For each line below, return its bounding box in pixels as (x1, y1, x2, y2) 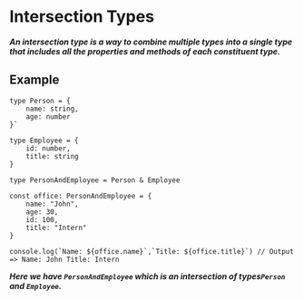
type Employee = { (9, 136, 79, 145)
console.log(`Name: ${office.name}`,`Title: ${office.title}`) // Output (9, 247, 295, 256)
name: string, (25, 104, 79, 113)
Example (9, 73, 60, 88)
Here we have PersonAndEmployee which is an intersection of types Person (9, 270, 286, 282)
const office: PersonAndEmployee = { (9, 191, 152, 200)
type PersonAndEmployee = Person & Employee (9, 175, 181, 185)
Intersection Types (9, 6, 155, 27)
